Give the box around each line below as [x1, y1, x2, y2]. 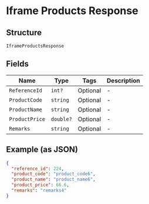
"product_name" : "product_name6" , [11, 176, 96, 183]
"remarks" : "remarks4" [11, 188, 67, 193]
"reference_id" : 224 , [11, 166, 65, 172]
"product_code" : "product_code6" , [11, 171, 96, 177]
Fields [6, 59, 29, 69]
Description [106, 76, 140, 85]
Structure [6, 28, 42, 38]
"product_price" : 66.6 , [11, 182, 69, 188]
